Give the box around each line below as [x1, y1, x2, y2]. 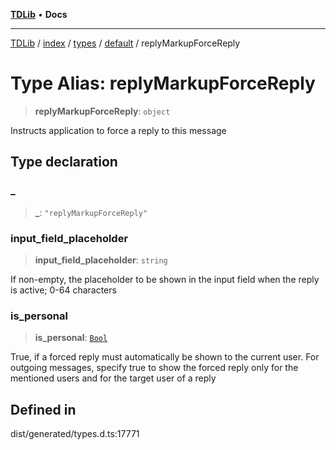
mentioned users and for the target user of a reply [10, 372, 217, 384]
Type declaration [10, 154, 118, 171]
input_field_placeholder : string [34, 254, 168, 266]
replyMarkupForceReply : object [34, 105, 171, 117]
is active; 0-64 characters [10, 284, 117, 296]
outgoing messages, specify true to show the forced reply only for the [10, 362, 299, 374]
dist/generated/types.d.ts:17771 [10, 428, 140, 440]
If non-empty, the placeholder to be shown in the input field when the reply [10, 273, 320, 285]
